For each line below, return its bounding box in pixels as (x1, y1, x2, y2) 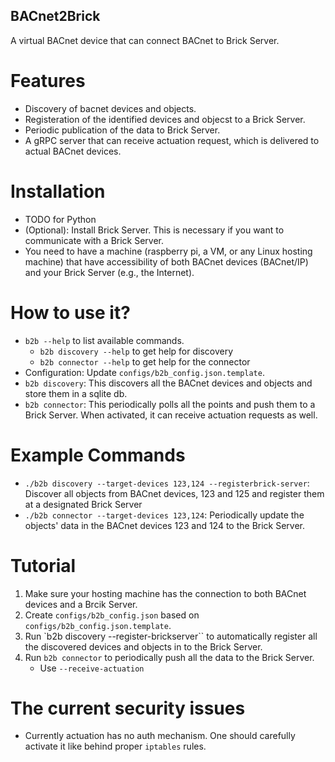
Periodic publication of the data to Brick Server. (24, 124, 221, 136)
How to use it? (10, 301, 131, 324)
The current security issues (10, 697, 246, 719)
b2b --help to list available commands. (24, 334, 185, 346)
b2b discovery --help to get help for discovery (39, 345, 234, 357)
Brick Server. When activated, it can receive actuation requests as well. (24, 409, 318, 421)
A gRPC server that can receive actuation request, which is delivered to (24, 134, 320, 146)
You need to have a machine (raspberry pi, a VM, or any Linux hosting (24, 245, 313, 257)
